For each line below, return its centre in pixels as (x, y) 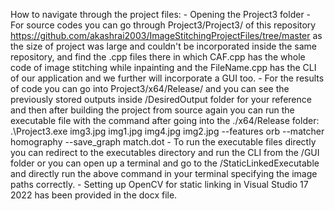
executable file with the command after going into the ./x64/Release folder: (165, 120)
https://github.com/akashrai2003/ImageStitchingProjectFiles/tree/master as (166, 35)
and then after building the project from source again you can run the (152, 110)
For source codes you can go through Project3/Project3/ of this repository (163, 25)
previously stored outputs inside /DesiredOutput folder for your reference (161, 99)
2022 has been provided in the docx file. (94, 195)
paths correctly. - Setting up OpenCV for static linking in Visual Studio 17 (159, 184)
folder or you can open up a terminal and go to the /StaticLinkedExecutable (165, 163)
